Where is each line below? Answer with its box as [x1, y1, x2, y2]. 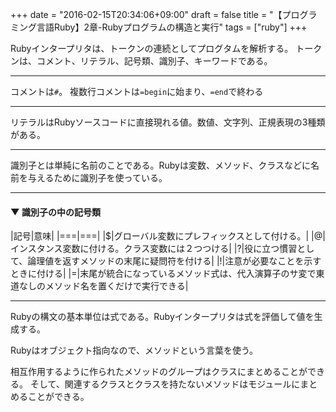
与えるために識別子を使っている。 [27, 172, 168, 183]
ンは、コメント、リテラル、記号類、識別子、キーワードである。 [10, 55, 273, 67]
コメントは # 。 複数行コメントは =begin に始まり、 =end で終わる [10, 86, 264, 97]
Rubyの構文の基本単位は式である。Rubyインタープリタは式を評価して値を [10, 311, 315, 323]
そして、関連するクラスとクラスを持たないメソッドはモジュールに [29, 378, 301, 390]
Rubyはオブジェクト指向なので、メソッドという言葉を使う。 [10, 344, 259, 357]
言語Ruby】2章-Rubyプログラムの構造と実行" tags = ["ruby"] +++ [36, 21, 308, 33]
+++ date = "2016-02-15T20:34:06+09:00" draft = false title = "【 [10, 9, 283, 20]
